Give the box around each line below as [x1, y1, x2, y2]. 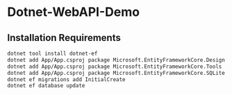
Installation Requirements [7, 32, 122, 44]
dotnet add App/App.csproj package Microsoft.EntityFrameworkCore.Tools [7, 63, 222, 70]
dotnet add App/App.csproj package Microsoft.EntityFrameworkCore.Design [7, 56, 226, 63]
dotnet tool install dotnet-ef [7, 50, 98, 57]
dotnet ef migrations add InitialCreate [7, 76, 126, 83]
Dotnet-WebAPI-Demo [7, 4, 140, 20]
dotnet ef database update [7, 83, 85, 89]
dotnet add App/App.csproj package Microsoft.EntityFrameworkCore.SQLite [7, 69, 226, 76]
